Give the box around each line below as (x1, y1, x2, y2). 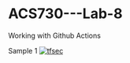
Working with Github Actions (8, 31, 101, 40)
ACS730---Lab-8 (8, 5, 123, 23)
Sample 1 (8, 46, 38, 55)
